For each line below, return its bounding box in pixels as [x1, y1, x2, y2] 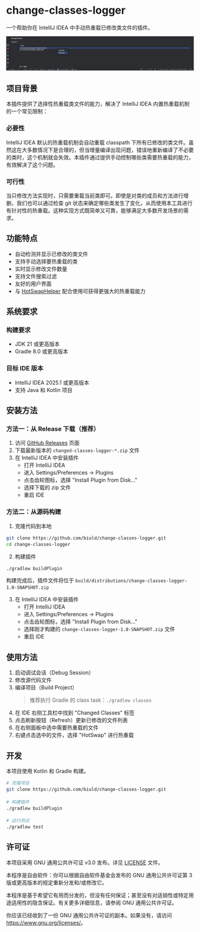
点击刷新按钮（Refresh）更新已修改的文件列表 [14, 717, 128, 724]
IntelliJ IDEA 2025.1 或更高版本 [14, 379, 89, 386]
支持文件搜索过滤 [14, 272, 57, 280]
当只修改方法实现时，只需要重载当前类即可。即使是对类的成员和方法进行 [6, 192, 183, 199]
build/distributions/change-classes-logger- [75, 578, 187, 584]
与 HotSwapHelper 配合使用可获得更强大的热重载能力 [14, 287, 146, 294]
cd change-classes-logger [6, 541, 70, 547]
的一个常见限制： [6, 108, 48, 115]
